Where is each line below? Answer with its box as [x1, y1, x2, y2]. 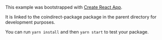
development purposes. [5, 19, 56, 25]
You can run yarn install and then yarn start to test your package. [5, 29, 149, 34]
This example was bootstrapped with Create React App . [5, 4, 123, 10]
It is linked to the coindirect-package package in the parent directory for [5, 14, 157, 19]
